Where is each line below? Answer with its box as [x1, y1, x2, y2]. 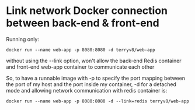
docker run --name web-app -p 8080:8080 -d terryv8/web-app [6, 47, 156, 53]
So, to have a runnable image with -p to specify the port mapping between [6, 74, 186, 81]
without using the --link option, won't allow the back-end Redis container [6, 57, 182, 64]
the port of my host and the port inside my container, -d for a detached [6, 80, 177, 88]
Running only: [6, 36, 40, 42]
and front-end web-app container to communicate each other [6, 63, 155, 70]
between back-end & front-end [6, 16, 159, 30]
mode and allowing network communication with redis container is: [6, 87, 168, 94]
